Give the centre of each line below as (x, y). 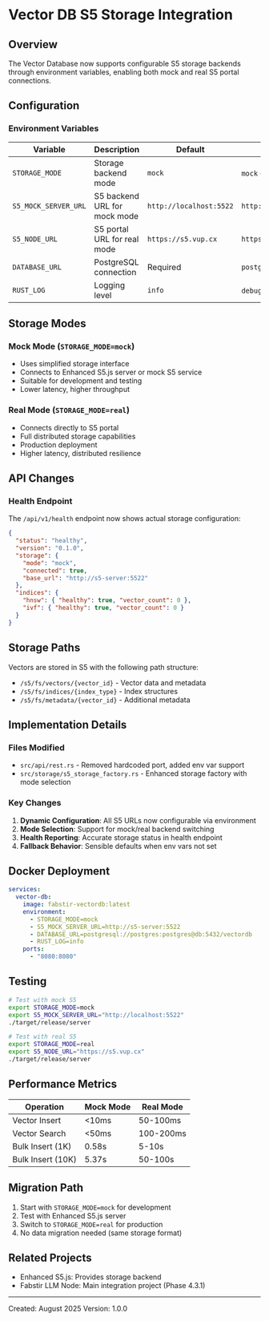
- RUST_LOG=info (56, 942)
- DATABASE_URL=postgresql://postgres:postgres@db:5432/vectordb (141, 934)
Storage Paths (44, 648)
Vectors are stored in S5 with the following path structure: (103, 667)
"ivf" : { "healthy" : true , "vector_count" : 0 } (103, 608)
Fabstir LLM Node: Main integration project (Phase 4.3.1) (112, 1286)
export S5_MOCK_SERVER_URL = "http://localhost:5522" (96, 1015)
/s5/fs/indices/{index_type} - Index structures (99, 691)
